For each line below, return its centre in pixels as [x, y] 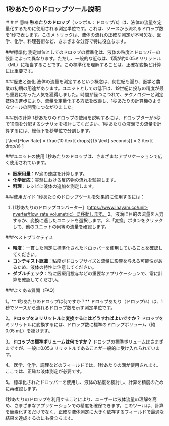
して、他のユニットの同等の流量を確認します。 [61, 226]
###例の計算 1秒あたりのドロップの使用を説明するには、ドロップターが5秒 [83, 117]
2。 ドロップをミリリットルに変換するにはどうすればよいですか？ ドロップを [84, 318]
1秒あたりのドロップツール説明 [53, 9]
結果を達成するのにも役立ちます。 [40, 418]
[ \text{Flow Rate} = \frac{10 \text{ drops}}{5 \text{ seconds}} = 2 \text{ [79, 140]
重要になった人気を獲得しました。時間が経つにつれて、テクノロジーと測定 [87, 94]
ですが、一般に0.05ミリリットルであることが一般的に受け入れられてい [82, 348]
